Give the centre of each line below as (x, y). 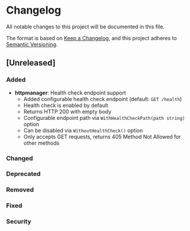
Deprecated (24, 174)
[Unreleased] (31, 63)
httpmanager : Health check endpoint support (70, 93)
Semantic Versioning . (32, 44)
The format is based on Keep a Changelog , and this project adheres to (91, 38)
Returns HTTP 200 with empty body (67, 111)
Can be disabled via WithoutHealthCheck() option (83, 130)
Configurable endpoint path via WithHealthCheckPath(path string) (104, 118)
